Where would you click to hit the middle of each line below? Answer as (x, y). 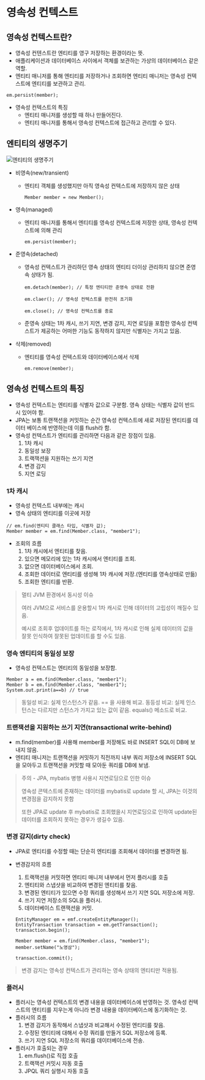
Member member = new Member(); (64, 197)
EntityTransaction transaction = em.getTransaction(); (87, 925)
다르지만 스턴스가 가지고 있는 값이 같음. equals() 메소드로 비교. (113, 710)
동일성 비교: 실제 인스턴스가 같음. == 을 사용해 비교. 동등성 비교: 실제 (103, 703)
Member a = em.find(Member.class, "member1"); (67, 680)
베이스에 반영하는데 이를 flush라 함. (69, 428)
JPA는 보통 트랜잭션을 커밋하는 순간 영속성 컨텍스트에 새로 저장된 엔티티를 (103, 420)
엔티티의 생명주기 (37, 144)
